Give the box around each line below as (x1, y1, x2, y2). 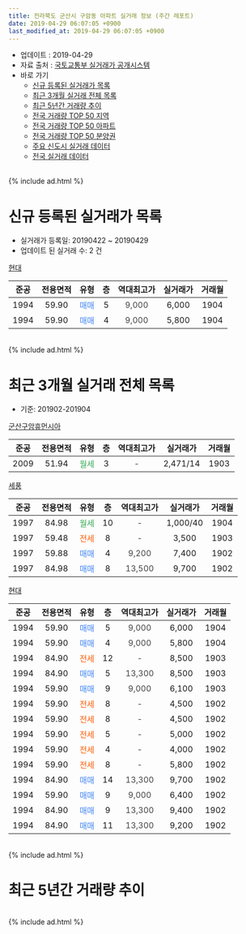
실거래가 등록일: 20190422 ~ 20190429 (19, 236, 149, 246)
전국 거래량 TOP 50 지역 (32, 111, 109, 121)
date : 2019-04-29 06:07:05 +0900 (8, 19, 121, 28)
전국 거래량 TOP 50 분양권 (32, 131, 116, 141)
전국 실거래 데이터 (32, 152, 89, 161)
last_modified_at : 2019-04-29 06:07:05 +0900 (8, 27, 164, 35)
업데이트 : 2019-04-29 (19, 50, 93, 60)
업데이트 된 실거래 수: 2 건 (19, 246, 103, 255)
